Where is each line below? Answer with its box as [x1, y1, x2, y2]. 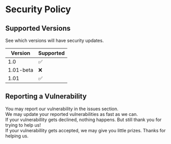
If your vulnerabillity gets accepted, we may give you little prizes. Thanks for [5, 127, 166, 133]
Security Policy [5, 4, 71, 15]
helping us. [5, 133, 29, 139]
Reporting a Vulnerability [5, 92, 87, 101]
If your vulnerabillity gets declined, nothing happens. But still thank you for [5, 116, 162, 123]
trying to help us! [5, 122, 41, 128]
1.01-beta [8, 66, 34, 74]
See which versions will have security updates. [5, 37, 104, 43]
